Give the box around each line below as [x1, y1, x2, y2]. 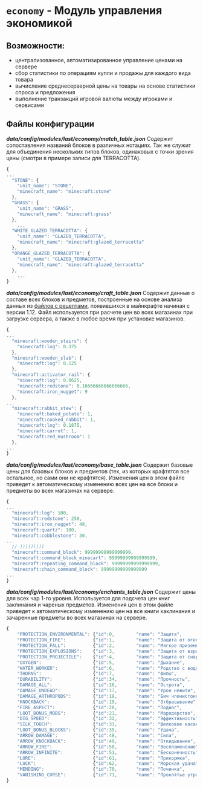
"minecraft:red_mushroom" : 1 [17, 433, 91, 440]
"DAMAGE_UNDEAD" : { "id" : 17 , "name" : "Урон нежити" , [17, 687, 196, 694]
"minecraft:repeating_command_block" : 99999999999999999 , [11, 560, 161, 567]
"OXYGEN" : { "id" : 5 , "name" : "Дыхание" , [17, 660, 185, 666]
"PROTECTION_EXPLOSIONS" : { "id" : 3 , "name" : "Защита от [17, 648, 185, 654]
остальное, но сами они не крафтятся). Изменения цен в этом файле [6, 474, 185, 481]
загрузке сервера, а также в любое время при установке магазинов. [6, 315, 185, 322]
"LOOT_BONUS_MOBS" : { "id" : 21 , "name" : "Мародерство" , [17, 710, 196, 716]
